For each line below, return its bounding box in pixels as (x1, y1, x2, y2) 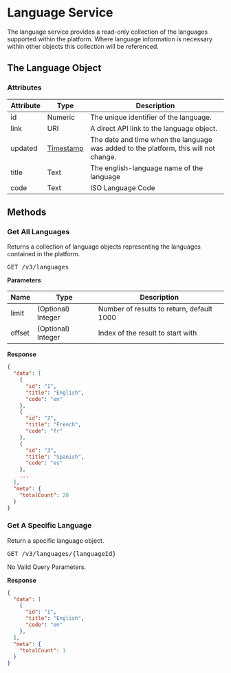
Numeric (47, 112, 76, 122)
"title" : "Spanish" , (25, 453, 85, 460)
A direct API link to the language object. (90, 123, 218, 133)
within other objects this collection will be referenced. (7, 42, 159, 50)
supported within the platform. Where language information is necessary (7, 34, 213, 43)
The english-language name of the (90, 163, 203, 173)
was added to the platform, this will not (90, 143, 215, 153)
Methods (7, 207, 47, 218)
